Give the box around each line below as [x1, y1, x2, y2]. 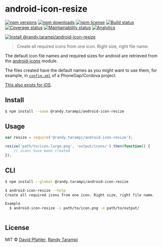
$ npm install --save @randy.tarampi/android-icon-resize [5, 109, 124, 114]
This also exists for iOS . [5, 82, 52, 88]
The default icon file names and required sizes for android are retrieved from [5, 52, 158, 59]
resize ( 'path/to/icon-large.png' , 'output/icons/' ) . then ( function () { [5, 144, 150, 149]
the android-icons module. [5, 58, 58, 64]
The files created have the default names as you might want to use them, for [5, 67, 157, 73]
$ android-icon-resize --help [5, 188, 66, 193]
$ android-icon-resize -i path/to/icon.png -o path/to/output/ [9, 206, 139, 211]
